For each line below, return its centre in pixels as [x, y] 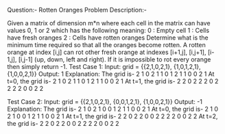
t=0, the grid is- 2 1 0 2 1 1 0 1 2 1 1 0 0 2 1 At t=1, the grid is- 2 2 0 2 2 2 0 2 [113, 81]
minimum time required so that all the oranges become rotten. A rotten [106, 45]
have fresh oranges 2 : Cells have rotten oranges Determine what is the [108, 38]
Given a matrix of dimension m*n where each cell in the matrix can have [109, 23]
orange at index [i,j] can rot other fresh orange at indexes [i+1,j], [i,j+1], [107, 52]
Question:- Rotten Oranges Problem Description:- [77, 10]
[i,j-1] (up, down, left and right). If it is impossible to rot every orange [115, 59]
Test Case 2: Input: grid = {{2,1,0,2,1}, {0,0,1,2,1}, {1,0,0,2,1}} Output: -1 [105, 102]
